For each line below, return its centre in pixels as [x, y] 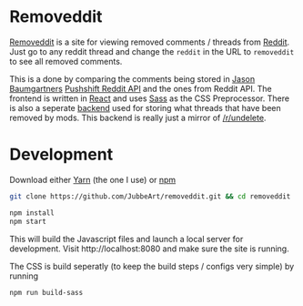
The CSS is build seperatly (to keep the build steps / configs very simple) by [152, 266]
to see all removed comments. [66, 61]
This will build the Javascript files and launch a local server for [126, 239]
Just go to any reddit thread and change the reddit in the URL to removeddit [152, 51]
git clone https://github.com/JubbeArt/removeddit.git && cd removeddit [150, 196]
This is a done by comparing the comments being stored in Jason [132, 78]
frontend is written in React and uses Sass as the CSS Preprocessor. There [149, 98]
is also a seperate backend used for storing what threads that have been [145, 107]
